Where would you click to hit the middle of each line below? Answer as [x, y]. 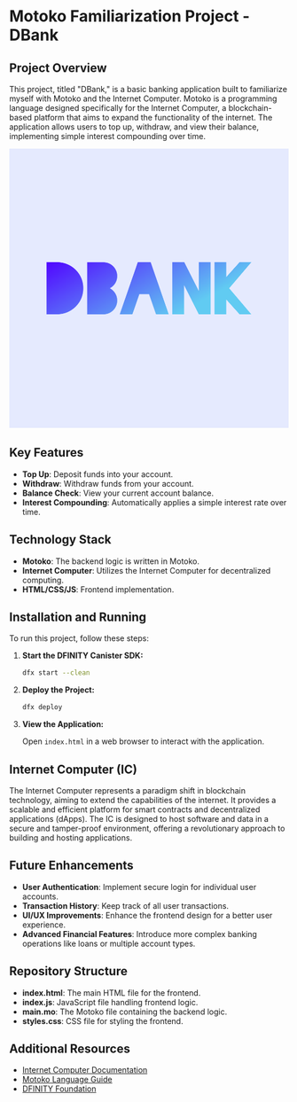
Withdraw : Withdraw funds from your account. [108, 483]
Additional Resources [70, 1049]
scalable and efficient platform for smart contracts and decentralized [135, 809]
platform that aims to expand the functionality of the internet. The [153, 117]
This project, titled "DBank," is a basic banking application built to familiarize [148, 89]
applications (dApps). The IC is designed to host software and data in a [139, 819]
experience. [44, 925]
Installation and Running [78, 617]
